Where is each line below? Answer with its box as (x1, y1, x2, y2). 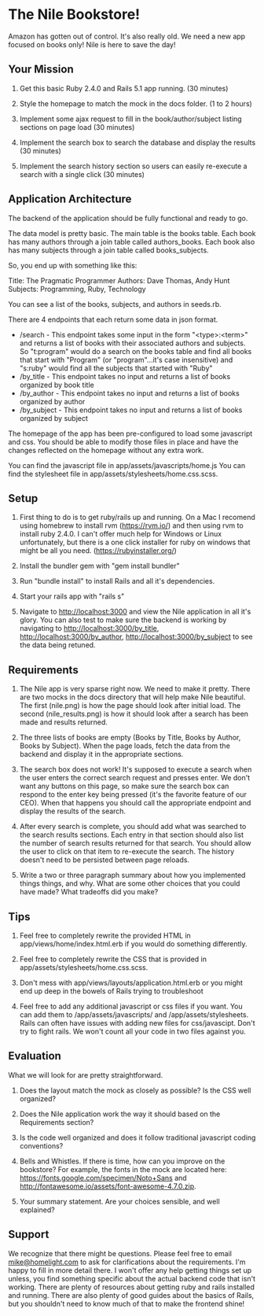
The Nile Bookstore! (8, 6, 141, 24)
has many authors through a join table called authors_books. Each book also (8, 237, 255, 246)
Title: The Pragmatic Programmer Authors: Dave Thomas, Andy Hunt (8, 275, 230, 285)
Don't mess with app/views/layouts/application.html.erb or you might (19, 978, 244, 987)
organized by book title (19, 380, 94, 389)
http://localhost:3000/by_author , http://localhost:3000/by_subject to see (19, 632, 253, 642)
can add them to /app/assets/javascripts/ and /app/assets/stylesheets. (19, 1010, 249, 1019)
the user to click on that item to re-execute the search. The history (19, 847, 235, 857)
